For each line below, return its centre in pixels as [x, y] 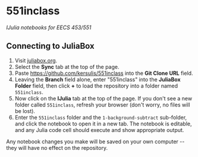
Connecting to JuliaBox [50, 46]
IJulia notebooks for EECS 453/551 [49, 27]
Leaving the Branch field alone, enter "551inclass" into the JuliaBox [98, 79]
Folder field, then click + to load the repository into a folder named [96, 86]
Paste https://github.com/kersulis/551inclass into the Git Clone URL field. [104, 73]
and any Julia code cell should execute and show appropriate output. [99, 130]
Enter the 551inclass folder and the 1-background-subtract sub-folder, [101, 117]
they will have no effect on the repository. [57, 147]
